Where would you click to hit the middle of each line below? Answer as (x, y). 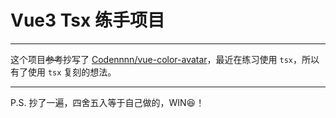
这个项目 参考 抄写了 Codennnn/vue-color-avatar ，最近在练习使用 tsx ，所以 (165, 59)
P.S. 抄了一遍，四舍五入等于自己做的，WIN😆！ (107, 102)
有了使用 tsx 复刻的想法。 (63, 72)
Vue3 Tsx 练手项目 (87, 20)
